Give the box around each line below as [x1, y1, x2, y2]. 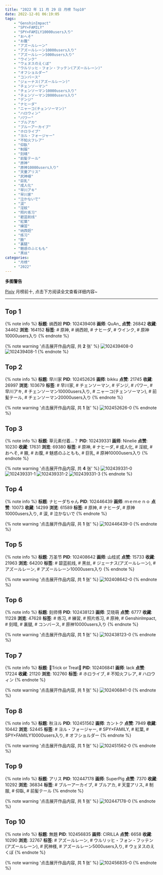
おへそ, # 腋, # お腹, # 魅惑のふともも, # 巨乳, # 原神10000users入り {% [5, 450, 148, 456]
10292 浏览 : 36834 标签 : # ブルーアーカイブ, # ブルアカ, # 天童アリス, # [5, 782, 148, 788]
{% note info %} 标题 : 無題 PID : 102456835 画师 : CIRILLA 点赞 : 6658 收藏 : [5, 831, 153, 837]
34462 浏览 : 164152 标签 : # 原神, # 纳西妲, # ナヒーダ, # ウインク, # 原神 [5, 327, 149, 333]
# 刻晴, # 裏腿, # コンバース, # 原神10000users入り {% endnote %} [5, 622, 139, 627]
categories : [5, 255, 29, 260]
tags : [5, 16, 16, 21]
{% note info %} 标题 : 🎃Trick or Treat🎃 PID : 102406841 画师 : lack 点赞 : [5, 665, 146, 671]
